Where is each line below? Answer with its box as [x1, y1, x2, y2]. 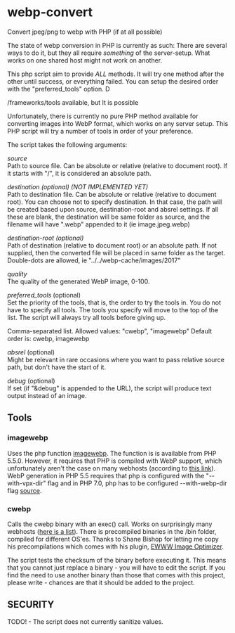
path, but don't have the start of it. [7, 363, 107, 371]
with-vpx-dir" [7, 479, 46, 487]
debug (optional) [7, 376, 55, 385]
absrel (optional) [7, 347, 55, 356]
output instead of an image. [7, 391, 87, 399]
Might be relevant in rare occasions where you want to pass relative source [7, 355, 224, 364]
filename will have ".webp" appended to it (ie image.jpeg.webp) [7, 219, 191, 229]
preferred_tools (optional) [7, 290, 81, 299]
